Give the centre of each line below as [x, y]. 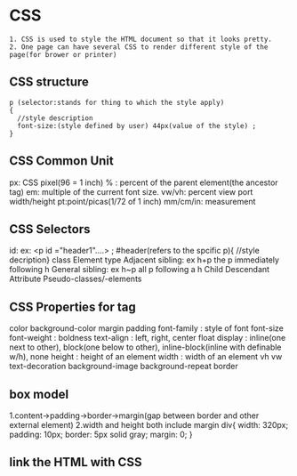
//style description [55, 118]
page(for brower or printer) [63, 54]
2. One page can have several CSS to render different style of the [139, 47]
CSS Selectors [50, 229]
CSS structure [49, 82]
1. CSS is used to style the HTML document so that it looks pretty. [141, 39]
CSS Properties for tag [72, 307]
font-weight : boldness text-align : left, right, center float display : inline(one [148, 338]
